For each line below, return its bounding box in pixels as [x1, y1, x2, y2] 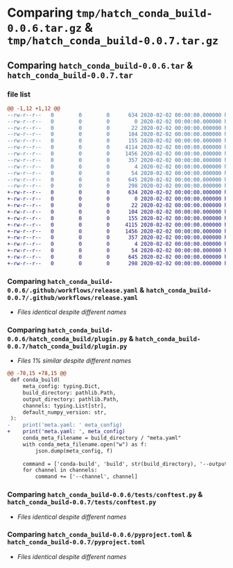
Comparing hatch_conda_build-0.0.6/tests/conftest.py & [7, 490, 203, 499]
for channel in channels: [22, 467, 98, 474]
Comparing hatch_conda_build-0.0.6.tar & [7, 59, 193, 71]
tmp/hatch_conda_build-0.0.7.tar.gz [7, 35, 219, 48]
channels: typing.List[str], [22, 402, 107, 409]
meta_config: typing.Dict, [22, 383, 101, 390]
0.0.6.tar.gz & [7, 19, 94, 35]
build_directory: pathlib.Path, [22, 389, 116, 396]
